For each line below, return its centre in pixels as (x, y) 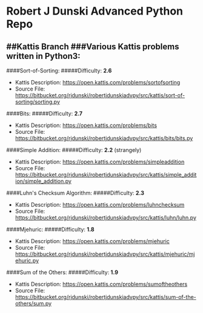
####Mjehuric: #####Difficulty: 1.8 (51, 229)
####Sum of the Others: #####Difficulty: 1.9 (62, 272)
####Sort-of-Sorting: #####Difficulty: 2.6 (59, 71)
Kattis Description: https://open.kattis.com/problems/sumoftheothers (101, 284)
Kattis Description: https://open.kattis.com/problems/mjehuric (92, 241)
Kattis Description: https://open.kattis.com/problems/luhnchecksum (100, 205)
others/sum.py (33, 303)
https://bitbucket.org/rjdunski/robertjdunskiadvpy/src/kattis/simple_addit (106, 175)
